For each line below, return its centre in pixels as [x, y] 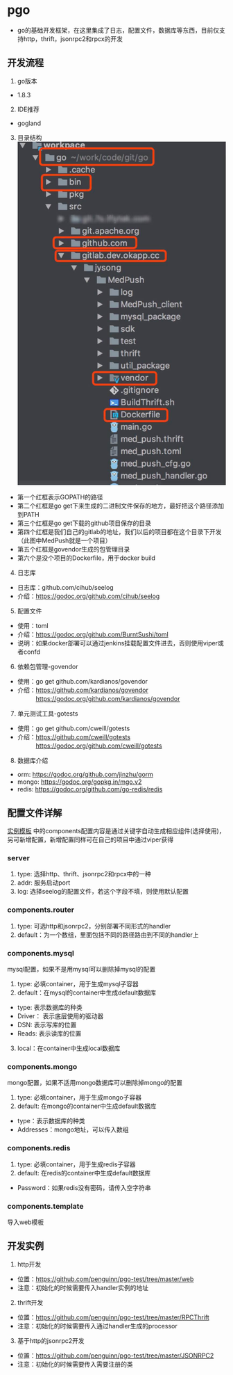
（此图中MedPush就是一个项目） [64, 540]
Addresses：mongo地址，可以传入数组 [73, 1129]
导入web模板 [25, 1222]
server [18, 858]
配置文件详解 [35, 813]
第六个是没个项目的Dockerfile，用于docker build [86, 558]
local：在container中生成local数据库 [69, 1048]
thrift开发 [30, 1302]
